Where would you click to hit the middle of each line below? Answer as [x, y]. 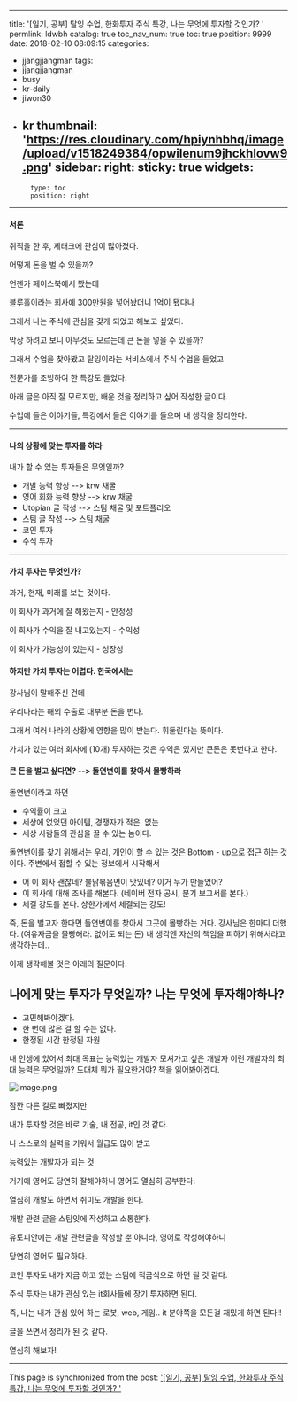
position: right [60, 196]
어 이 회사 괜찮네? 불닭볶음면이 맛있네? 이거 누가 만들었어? [122, 881]
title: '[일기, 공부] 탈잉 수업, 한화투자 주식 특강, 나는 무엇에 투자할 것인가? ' [137, 24]
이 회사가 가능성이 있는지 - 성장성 [66, 649]
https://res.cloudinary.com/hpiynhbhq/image [155, 139]
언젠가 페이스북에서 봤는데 [54, 283]
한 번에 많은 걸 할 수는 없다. [69, 1028]
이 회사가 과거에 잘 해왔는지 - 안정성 [71, 611]
